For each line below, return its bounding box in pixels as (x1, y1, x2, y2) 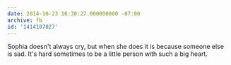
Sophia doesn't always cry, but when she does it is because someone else (7, 43, 225, 51)
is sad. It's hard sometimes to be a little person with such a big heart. (7, 50, 208, 58)
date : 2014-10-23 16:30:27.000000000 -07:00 (7, 10, 141, 17)
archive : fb (7, 17, 42, 24)
